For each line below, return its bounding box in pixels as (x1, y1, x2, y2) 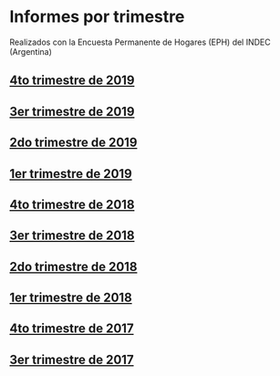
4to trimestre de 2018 (9, 196, 135, 212)
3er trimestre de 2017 (9, 351, 134, 367)
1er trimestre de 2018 (9, 290, 132, 306)
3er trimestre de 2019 (9, 103, 135, 120)
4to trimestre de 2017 (9, 321, 134, 337)
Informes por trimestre (9, 6, 185, 27)
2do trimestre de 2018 (9, 258, 138, 275)
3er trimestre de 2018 (9, 228, 135, 244)
